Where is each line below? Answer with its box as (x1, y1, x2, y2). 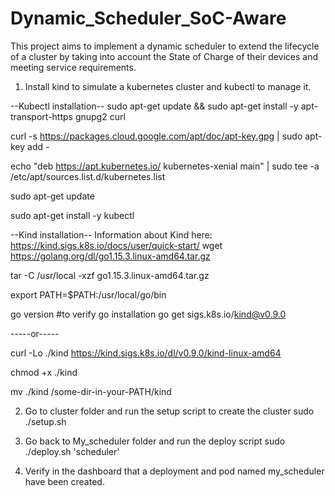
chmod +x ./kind (10, 366, 78, 378)
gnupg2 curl (74, 110, 126, 122)
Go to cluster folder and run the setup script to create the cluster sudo (24, 405, 315, 417)
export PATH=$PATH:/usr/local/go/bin (10, 288, 167, 301)
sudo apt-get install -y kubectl (10, 209, 135, 221)
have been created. (24, 475, 105, 487)
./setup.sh (24, 415, 67, 427)
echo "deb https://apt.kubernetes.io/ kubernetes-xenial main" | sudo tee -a (10, 160, 320, 172)
